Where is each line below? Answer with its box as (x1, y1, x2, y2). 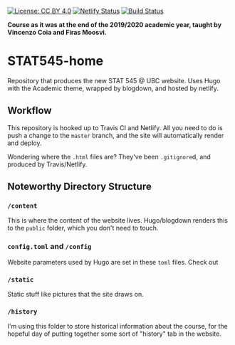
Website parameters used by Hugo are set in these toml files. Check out (7, 258, 219, 266)
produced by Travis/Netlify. (7, 160, 88, 169)
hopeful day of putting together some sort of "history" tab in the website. (7, 329, 222, 338)
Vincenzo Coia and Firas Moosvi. (7, 28, 107, 36)
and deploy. (7, 139, 42, 147)
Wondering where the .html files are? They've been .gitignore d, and (7, 152, 211, 161)
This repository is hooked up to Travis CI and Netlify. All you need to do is (7, 123, 223, 132)
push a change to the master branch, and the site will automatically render (7, 131, 224, 139)
